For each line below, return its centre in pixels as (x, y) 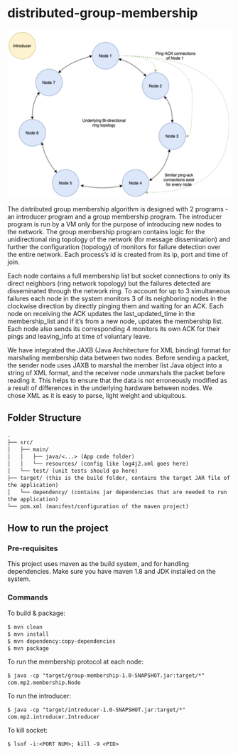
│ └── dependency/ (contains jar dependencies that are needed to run (117, 492)
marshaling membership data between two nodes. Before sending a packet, (118, 357)
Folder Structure (44, 418)
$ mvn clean (25, 627)
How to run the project (58, 528)
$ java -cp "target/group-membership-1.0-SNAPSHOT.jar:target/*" (106, 675)
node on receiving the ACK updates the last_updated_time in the (101, 313)
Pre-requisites (33, 548)
